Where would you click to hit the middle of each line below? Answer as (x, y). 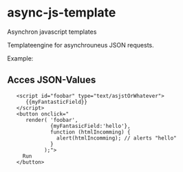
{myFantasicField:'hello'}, (90, 126)
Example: (20, 58)
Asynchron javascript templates (52, 32)
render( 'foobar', (52, 120)
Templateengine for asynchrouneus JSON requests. (81, 45)
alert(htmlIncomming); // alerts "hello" (116, 138)
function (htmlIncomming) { (90, 132)
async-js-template (62, 13)
